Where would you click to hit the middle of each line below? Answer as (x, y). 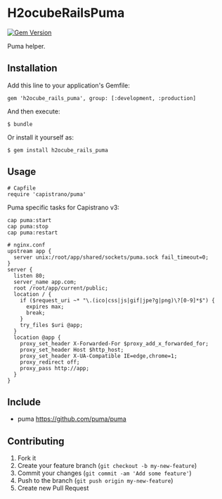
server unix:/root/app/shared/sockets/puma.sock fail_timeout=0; (111, 257)
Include (24, 402)
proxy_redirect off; (50, 362)
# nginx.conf (26, 245)
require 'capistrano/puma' (47, 194)
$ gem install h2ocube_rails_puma (58, 150)
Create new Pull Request (53, 488)
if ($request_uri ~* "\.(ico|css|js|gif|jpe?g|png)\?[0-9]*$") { (118, 300)
